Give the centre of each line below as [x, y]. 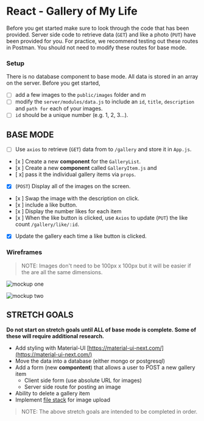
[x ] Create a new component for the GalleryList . [78, 161]
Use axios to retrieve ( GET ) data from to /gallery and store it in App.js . [103, 149]
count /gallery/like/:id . [47, 224]
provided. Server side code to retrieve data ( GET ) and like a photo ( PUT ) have [101, 34]
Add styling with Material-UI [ [52, 348]
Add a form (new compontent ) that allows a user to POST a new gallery [105, 367]
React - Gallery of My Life [72, 11]
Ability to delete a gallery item [52, 393]
